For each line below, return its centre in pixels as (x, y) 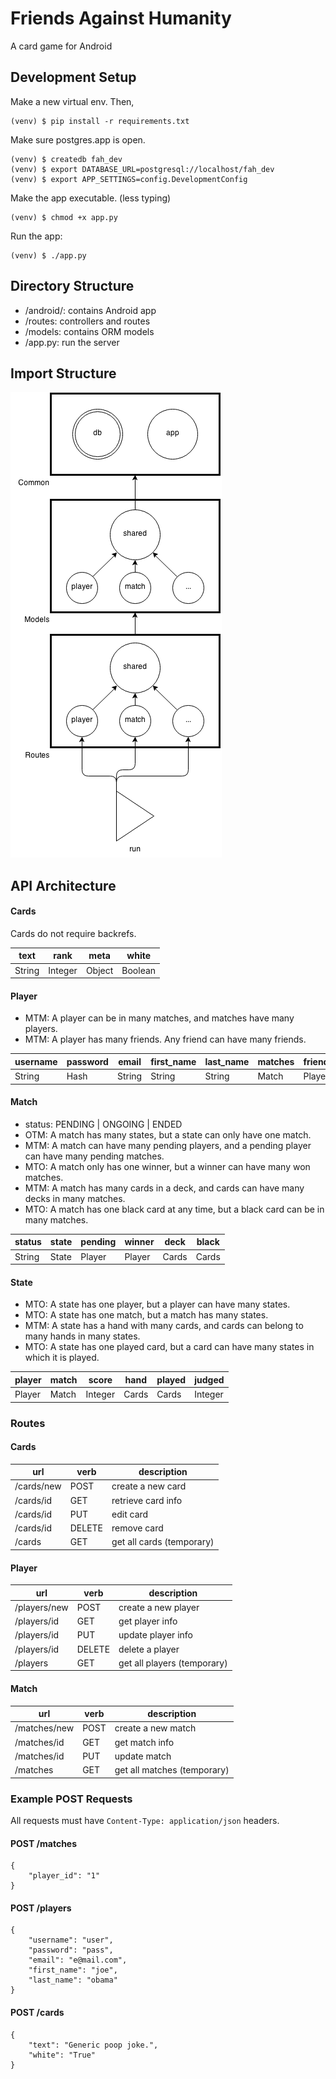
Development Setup (73, 77)
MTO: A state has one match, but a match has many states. (146, 1315)
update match (143, 1756)
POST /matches (44, 1843)
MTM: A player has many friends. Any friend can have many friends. (165, 1039)
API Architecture (63, 885)
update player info (155, 1635)
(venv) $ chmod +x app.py (64, 217)
